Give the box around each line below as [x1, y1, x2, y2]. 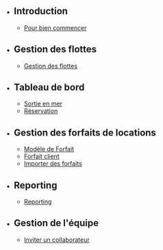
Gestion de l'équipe [13, 217, 99, 229]
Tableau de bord [13, 82, 85, 93]
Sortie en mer [23, 99, 63, 108]
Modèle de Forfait [23, 145, 74, 153]
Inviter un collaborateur [23, 236, 90, 244]
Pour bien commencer [23, 23, 87, 32]
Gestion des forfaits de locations [13, 127, 156, 138]
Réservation [23, 107, 58, 115]
